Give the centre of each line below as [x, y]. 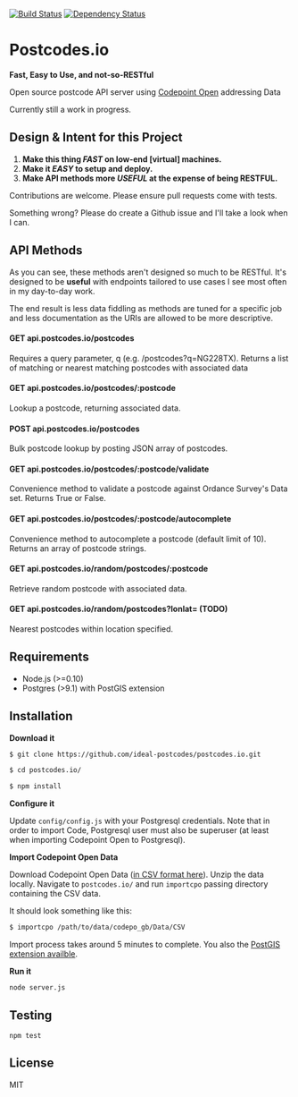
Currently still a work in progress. [70, 109]
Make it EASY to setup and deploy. [87, 168]
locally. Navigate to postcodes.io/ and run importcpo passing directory [139, 884]
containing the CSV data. [55, 894]
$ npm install [36, 787]
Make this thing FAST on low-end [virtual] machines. [122, 159]
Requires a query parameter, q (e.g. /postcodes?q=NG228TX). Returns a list [149, 358]
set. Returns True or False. [58, 498]
